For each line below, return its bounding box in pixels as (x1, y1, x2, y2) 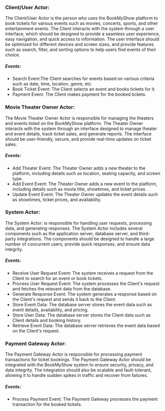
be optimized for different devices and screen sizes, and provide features (5, 41, 154, 47)
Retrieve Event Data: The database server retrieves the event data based (12, 323, 160, 329)
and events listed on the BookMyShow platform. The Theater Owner (5, 120, 143, 126)
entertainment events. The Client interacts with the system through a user (5, 26, 155, 32)
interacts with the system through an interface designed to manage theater (5, 125, 158, 131)
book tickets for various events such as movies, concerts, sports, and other (5, 20, 159, 26)
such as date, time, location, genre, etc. (12, 81, 93, 87)
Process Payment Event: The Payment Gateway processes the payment (12, 396, 158, 402)
